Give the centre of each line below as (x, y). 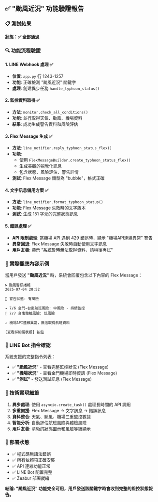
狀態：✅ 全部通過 (22, 37)
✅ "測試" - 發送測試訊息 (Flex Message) (52, 379)
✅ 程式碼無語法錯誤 (31, 454)
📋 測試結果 (18, 24)
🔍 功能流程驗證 (23, 50)
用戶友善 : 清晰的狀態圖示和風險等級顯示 (51, 429)
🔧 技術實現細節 (22, 393)
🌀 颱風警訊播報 (18, 285)
